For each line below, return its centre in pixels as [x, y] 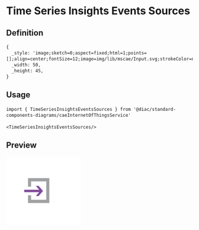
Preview [22, 146]
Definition [25, 33]
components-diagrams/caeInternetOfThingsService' [69, 115]
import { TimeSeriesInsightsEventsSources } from [69, 109]
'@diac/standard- [155, 109]
